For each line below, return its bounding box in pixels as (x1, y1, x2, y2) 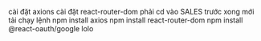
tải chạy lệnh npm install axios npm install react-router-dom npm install (8, 15, 243, 25)
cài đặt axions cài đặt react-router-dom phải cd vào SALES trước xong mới (8, 7, 255, 16)
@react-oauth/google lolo (8, 24, 94, 33)
